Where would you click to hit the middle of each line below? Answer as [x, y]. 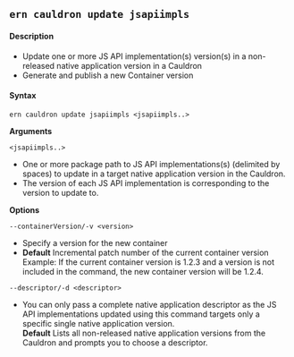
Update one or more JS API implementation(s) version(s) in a [134, 56]
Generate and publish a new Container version [108, 75]
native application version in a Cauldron [130, 65]
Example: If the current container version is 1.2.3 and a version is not [148, 262]
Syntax [23, 96]
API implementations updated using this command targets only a [141, 314]
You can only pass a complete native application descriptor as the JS [149, 304]
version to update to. [60, 192]
